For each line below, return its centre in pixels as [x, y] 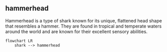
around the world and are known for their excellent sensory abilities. [76, 31]
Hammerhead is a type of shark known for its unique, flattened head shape [84, 20]
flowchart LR [19, 41]
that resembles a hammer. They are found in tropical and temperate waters [83, 26]
